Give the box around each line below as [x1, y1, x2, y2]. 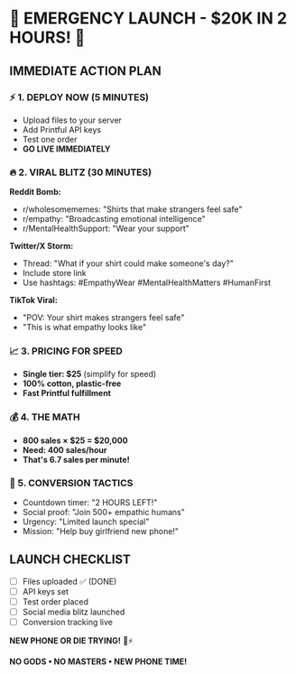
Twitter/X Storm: [9, 241, 74, 252]
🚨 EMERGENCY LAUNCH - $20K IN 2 [9, 8, 287, 29]
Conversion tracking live [22, 617, 113, 628]
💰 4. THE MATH [9, 411, 80, 423]
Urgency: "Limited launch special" [22, 516, 150, 527]
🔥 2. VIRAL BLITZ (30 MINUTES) [9, 166, 152, 179]
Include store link [22, 268, 88, 279]
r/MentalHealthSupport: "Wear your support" [22, 223, 190, 234]
